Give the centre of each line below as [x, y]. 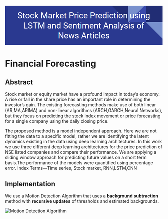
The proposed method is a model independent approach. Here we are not [81, 131]
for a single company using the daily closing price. [57, 121]
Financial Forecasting [51, 64]
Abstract [19, 82]
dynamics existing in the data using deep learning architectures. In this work [84, 142]
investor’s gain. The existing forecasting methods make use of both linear [81, 105]
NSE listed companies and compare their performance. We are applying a [81, 152]
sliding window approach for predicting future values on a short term [76, 157]
